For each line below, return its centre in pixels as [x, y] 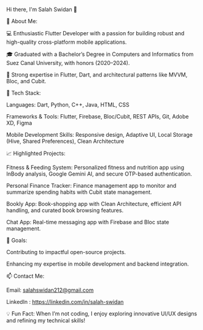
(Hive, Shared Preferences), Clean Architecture [65, 141]
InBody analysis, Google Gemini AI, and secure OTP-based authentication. [99, 174]
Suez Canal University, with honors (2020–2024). [68, 63]
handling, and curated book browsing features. [65, 210]
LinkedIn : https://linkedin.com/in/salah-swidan [65, 302]
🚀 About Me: [22, 21]
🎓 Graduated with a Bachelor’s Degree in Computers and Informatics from [100, 54]
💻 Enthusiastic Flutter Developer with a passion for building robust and [95, 33]
